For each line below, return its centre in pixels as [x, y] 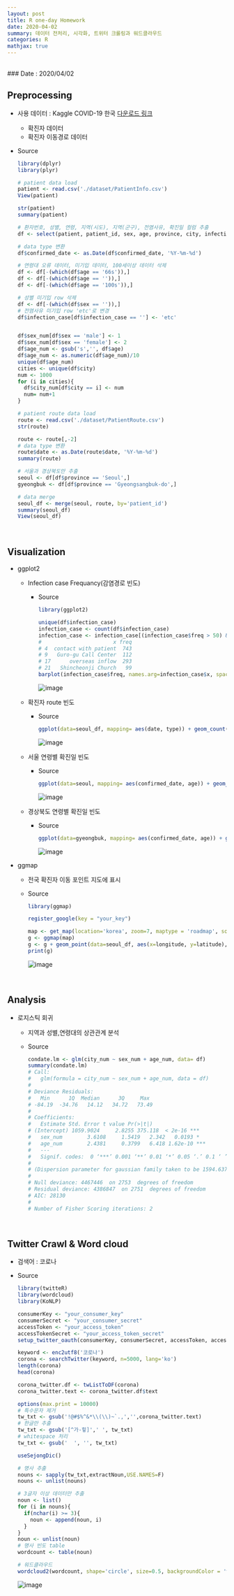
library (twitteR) [42, 1288]
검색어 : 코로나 [37, 1262]
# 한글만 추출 [34, 1423]
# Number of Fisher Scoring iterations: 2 [90, 1209]
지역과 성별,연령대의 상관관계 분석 [73, 1033]
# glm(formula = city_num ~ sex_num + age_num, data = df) [118, 1079]
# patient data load [47, 182]
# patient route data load [56, 414]
